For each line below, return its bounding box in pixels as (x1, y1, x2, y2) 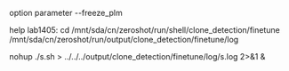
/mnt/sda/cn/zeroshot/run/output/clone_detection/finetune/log (9, 35, 239, 44)
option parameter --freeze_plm (9, 8, 123, 18)
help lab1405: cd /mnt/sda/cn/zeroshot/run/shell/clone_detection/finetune (9, 25, 280, 35)
